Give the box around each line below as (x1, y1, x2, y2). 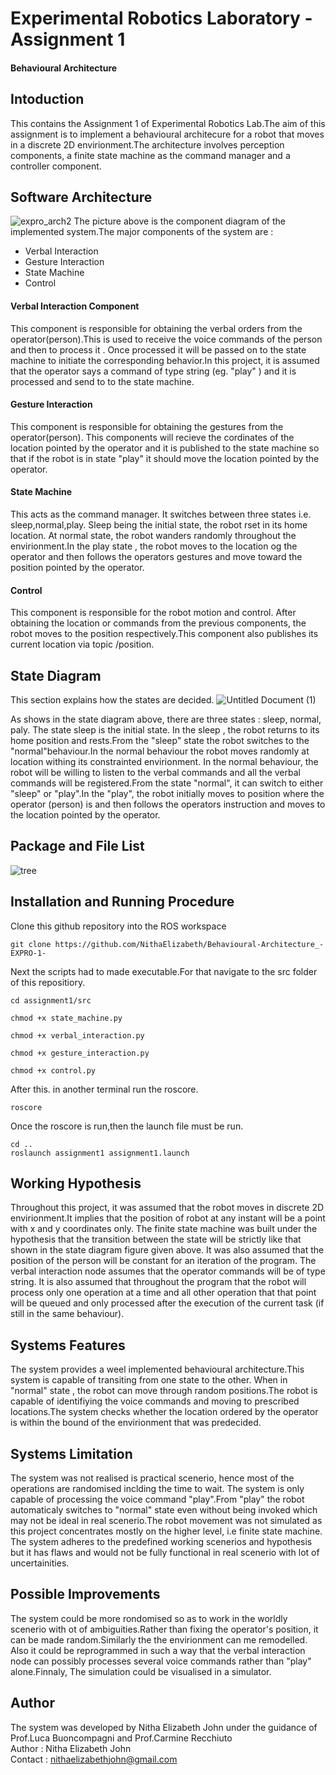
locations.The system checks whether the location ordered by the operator (10, 1406, 319, 1418)
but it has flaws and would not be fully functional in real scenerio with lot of (10, 1547, 320, 1559)
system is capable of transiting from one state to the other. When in (10, 1374, 288, 1386)
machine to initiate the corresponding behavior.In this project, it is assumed (10, 354, 320, 366)
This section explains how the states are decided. (10, 694, 215, 706)
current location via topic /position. (10, 638, 155, 651)
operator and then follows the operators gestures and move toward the (10, 551, 303, 563)
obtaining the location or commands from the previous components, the (10, 617, 307, 629)
